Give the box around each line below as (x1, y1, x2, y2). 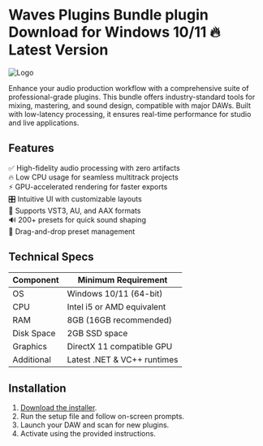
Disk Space (12, 327, 56, 339)
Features (8, 141, 54, 155)
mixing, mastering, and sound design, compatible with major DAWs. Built (8, 100, 252, 110)
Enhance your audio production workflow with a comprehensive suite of (8, 83, 249, 93)
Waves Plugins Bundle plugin (8, 6, 209, 24)
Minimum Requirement (77, 274, 168, 285)
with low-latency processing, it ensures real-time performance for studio (8, 109, 252, 119)
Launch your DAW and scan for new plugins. (19, 420, 170, 430)
